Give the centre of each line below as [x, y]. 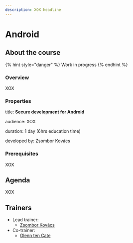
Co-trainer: [24, 230]
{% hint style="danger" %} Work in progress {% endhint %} [66, 65]
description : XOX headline [33, 10]
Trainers [18, 207]
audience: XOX [20, 122]
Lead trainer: [25, 220]
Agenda [18, 180]
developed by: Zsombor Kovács [38, 141]
